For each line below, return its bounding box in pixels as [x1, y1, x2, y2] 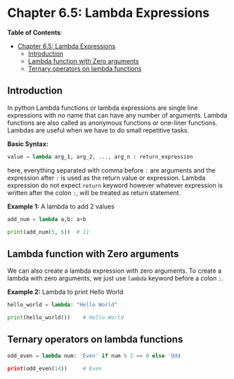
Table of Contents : [7, 28, 63, 37]
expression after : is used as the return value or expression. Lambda [7, 173, 206, 182]
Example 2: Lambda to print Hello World [7, 287, 124, 297]
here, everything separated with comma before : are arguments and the [7, 166, 216, 174]
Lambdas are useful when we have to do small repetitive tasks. [7, 125, 190, 135]
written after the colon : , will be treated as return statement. [7, 188, 181, 197]
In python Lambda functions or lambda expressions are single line [7, 104, 198, 112]
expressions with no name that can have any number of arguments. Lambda [7, 111, 228, 119]
